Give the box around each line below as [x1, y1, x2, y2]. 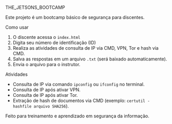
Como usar [5, 24, 29, 30]
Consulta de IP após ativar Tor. [12, 92, 78, 98]
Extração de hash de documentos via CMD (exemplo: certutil [12, 97, 145, 104]
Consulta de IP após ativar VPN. [12, 87, 81, 93]
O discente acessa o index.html [12, 34, 81, 40]
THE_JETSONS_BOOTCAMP [5, 5, 65, 10]
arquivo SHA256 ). [33, 103, 69, 109]
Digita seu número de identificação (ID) [12, 39, 96, 46]
